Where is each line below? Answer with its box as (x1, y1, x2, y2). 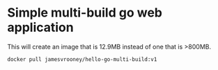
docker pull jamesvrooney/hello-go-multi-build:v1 (7, 55, 157, 63)
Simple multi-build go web (7, 5, 162, 21)
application (7, 19, 75, 35)
